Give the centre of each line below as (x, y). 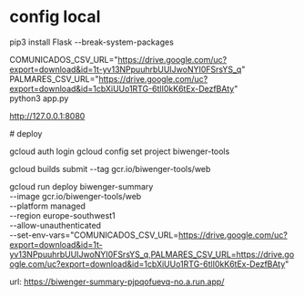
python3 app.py (39, 98)
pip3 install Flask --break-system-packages (92, 42)
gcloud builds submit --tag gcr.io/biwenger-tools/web (110, 168)
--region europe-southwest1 (62, 215)
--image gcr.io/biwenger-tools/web (76, 196)
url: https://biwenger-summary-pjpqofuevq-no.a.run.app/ (117, 281)
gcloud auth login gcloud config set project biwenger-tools (120, 151)
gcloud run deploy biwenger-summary (81, 186)
